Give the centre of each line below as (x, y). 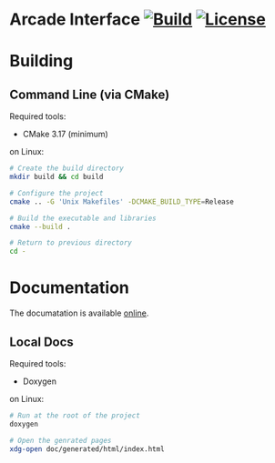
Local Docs (42, 342)
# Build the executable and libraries (83, 218)
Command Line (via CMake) (90, 94)
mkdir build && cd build (56, 177)
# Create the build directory (67, 168)
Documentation (70, 288)
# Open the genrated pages (61, 440)
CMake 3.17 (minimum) (66, 134)
